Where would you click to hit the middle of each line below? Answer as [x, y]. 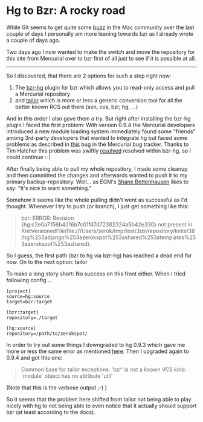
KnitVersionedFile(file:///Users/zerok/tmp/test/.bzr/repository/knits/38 [108, 231]
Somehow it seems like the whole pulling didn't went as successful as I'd [97, 200]
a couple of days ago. [33, 40]
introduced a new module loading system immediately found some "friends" [101, 131]
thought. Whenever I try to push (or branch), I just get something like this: [98, 206]
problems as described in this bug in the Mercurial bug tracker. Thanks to [98, 144]
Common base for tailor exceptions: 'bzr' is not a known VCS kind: [104, 369]
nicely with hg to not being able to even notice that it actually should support [101, 406]
